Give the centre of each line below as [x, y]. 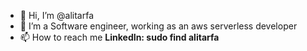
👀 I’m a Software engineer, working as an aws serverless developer [158, 26]
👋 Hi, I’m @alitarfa [56, 15]
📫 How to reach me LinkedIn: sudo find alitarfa [119, 37]
